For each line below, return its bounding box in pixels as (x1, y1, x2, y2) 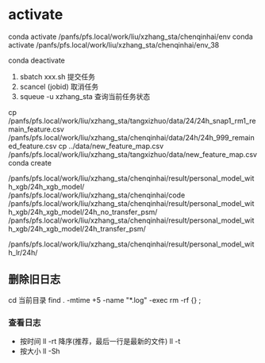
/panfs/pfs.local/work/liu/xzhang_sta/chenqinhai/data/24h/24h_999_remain (8, 132, 255, 142)
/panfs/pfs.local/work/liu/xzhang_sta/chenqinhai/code (8, 190, 186, 200)
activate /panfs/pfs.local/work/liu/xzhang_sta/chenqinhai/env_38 (8, 40, 220, 49)
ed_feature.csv (8, 141, 57, 151)
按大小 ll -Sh (19, 346, 61, 356)
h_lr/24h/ (8, 247, 38, 257)
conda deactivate (8, 55, 66, 65)
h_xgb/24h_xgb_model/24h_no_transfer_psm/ (8, 207, 158, 216)
